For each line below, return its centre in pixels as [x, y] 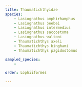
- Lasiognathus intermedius [42, 28]
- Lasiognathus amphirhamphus [45, 19]
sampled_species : [23, 59]
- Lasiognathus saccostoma [41, 32]
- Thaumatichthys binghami [41, 46]
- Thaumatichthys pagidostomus [46, 50]
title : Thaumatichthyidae [31, 10]
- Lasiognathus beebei [37, 23]
